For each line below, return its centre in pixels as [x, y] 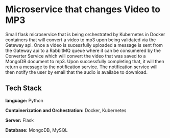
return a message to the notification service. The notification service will [81, 67]
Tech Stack [23, 88]
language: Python [24, 100]
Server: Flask [20, 120]
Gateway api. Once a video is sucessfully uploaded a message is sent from [84, 45]
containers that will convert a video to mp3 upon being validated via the [81, 40]
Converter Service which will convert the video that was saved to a [76, 56]
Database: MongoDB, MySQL [37, 130]
